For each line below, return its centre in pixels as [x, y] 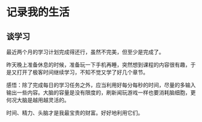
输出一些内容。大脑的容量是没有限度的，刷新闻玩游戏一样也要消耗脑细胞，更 [101, 93]
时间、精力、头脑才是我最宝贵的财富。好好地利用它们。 [75, 113]
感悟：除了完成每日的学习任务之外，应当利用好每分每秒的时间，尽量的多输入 [101, 85]
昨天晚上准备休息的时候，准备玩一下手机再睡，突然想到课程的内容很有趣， [98, 65]
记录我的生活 [38, 12]
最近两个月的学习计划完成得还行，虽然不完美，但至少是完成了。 [85, 52]
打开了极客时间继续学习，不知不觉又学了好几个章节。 [82, 72]
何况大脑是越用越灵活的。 [38, 100]
